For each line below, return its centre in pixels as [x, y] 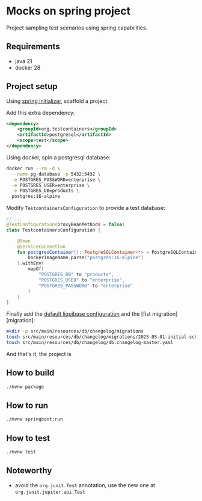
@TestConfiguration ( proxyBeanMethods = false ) [66, 225]
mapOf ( [36, 269]
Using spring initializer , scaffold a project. [58, 101]
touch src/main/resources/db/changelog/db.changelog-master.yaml [90, 343]
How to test [28, 438]
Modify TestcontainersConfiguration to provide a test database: [86, 208]
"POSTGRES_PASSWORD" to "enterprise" [86, 286]
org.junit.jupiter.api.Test [50, 492]
